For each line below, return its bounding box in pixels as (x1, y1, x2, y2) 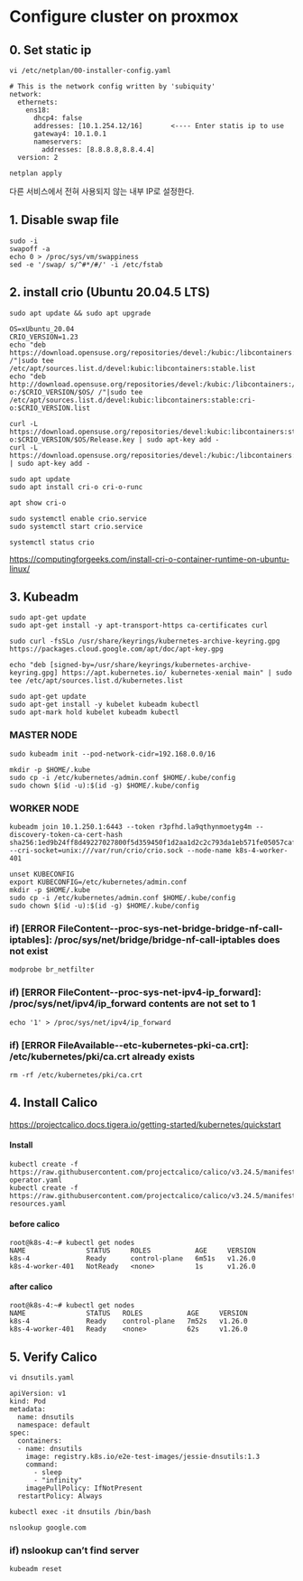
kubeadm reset (9, 1565, 63, 1574)
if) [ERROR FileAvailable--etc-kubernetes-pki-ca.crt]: (9, 1038, 250, 1051)
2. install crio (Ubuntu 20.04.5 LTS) (9, 284, 210, 300)
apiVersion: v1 (9, 1389, 67, 1399)
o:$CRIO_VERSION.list (9, 404, 91, 413)
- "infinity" (32, 1476, 83, 1485)
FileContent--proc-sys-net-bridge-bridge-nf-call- (57, 922, 283, 935)
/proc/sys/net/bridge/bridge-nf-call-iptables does (53, 933, 280, 945)
